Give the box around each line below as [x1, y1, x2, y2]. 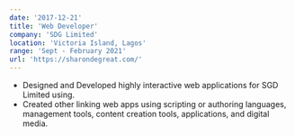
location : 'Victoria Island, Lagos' [9, 38, 147, 48]
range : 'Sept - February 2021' [9, 47, 127, 56]
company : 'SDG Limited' [9, 30, 99, 39]
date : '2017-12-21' [9, 13, 83, 23]
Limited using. [22, 89, 75, 100]
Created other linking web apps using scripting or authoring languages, [22, 99, 287, 109]
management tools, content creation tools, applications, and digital [22, 109, 270, 119]
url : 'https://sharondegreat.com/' [9, 55, 143, 64]
